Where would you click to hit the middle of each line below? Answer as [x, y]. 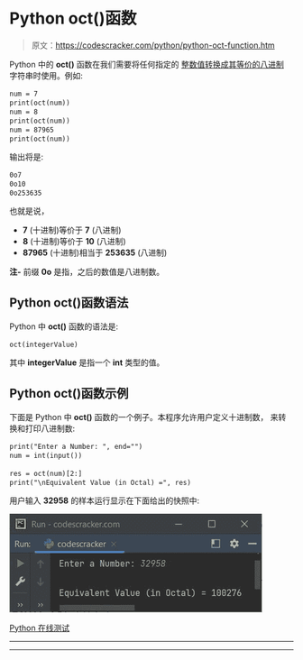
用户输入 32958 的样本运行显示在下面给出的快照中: [105, 500]
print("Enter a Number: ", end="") [76, 446]
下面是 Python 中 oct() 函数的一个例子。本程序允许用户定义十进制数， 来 [144, 417]
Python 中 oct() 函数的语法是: [64, 326]
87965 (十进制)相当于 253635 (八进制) [95, 252]
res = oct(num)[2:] [46, 473]
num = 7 [24, 94]
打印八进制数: [50, 428]
